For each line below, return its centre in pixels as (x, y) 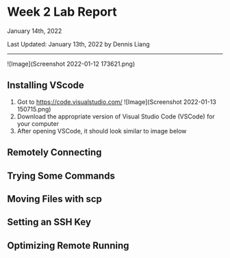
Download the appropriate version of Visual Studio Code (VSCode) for (116, 116)
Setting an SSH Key (49, 222)
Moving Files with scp (55, 199)
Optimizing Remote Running (68, 245)
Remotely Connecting (54, 152)
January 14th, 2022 (35, 31)
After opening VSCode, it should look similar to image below (102, 131)
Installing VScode (46, 85)
